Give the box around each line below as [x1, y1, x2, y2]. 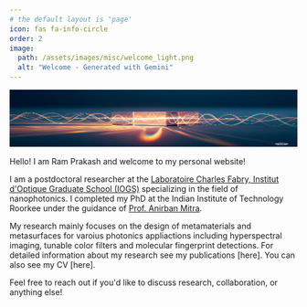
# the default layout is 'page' [9, 15, 132, 24]
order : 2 [9, 34, 43, 43]
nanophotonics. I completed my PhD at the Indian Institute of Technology [9, 193, 284, 204]
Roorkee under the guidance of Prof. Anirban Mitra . [9, 203, 203, 214]
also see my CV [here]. [9, 259, 96, 270]
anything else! [9, 287, 63, 297]
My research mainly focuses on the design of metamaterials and [9, 220, 252, 231]
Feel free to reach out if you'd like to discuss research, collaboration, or [9, 277, 279, 288]
